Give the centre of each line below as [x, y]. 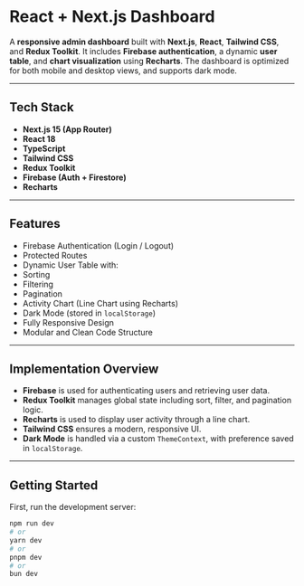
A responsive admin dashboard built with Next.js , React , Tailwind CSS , [144, 42]
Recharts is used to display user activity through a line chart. [136, 420]
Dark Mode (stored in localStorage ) [89, 313]
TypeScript [44, 148]
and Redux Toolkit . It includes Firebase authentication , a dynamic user [143, 51]
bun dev [24, 574]
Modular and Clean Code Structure [88, 332]
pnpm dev [26, 557]
